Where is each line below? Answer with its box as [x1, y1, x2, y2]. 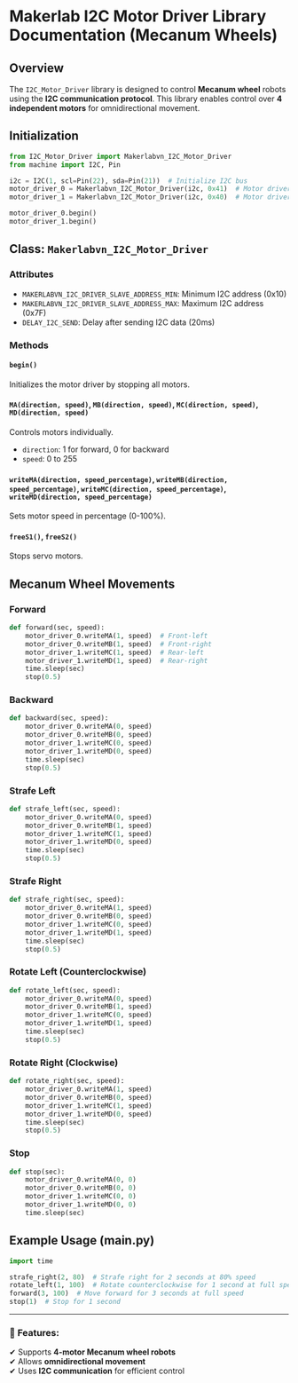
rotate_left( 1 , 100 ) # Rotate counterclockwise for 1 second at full [9, 1281, 276, 1290]
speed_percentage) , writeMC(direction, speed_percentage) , [9, 483, 227, 494]
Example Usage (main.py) [9, 1233, 155, 1248]
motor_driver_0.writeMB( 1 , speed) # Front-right [25, 639, 213, 649]
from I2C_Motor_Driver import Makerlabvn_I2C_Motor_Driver [9, 152, 232, 161]
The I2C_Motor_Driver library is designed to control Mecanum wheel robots [9, 84, 286, 94]
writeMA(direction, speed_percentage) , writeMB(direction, [9, 473, 229, 485]
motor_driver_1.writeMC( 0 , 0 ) [25, 1192, 137, 1201]
